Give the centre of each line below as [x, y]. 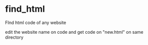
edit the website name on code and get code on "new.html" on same [74, 32]
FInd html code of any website [36, 22]
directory [14, 37]
